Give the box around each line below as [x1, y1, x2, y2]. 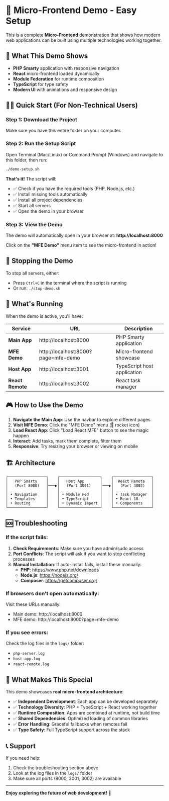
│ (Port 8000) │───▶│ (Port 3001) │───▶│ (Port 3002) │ [6, 483, 154, 488]
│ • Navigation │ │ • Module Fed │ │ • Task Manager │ [6, 492, 154, 497]
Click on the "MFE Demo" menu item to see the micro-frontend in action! [6, 242, 157, 248]
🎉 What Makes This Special [6, 675, 93, 684]
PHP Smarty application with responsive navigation [13, 65, 120, 71]
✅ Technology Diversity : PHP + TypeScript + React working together [13, 704, 157, 710]
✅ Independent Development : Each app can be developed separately [13, 698, 158, 704]
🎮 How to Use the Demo [6, 401, 83, 409]
